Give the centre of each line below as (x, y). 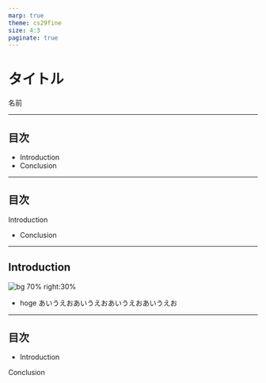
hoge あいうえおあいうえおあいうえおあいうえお (99, 303)
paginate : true (33, 38)
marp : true (26, 15)
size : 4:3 (25, 30)
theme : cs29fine (35, 23)
